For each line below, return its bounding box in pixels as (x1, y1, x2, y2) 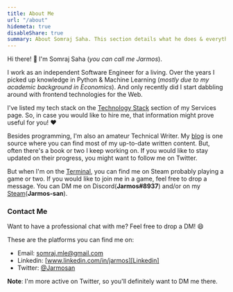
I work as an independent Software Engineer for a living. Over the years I (7, 69, 215, 77)
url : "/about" (7, 17, 49, 24)
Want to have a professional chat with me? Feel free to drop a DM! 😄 (7, 222, 204, 230)
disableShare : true (7, 29, 64, 37)
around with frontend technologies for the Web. (7, 91, 144, 99)
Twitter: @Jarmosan (17, 264, 76, 272)
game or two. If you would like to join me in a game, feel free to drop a (7, 174, 207, 183)
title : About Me (7, 10, 54, 17)
